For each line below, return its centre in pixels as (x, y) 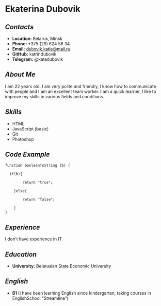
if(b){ (16, 174)
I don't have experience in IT (33, 239)
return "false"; (39, 200)
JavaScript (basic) (30, 129)
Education (21, 254)
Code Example (27, 154)
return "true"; (38, 183)
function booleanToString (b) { (38, 166)
